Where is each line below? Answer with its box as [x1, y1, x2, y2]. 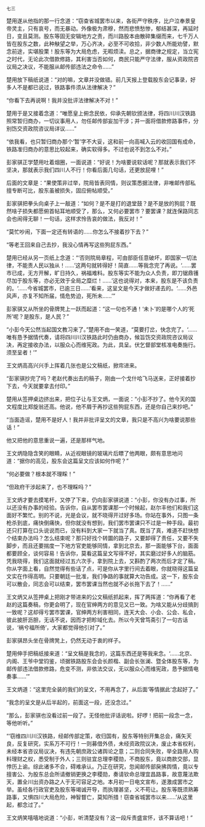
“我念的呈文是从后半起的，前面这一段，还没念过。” [6, 699, 132, 706]
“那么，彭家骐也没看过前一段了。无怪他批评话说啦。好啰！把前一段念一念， [6, 711, 196, 719]
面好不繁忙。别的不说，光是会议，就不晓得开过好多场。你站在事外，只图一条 [6, 512, 199, 518]
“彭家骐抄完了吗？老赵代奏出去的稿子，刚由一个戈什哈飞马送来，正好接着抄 [6, 375, 196, 382]
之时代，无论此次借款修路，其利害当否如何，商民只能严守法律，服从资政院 [6, 56, 193, 62]
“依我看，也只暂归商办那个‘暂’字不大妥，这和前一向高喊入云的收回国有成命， [6, 138, 199, 145]
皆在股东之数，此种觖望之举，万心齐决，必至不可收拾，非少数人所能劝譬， [6, 40, 193, 47]
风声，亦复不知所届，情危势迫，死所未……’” [6, 292, 116, 300]
